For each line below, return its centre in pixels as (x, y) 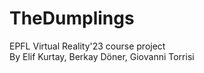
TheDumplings (72, 18)
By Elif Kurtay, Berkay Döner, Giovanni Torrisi (102, 56)
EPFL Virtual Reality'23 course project (87, 46)
